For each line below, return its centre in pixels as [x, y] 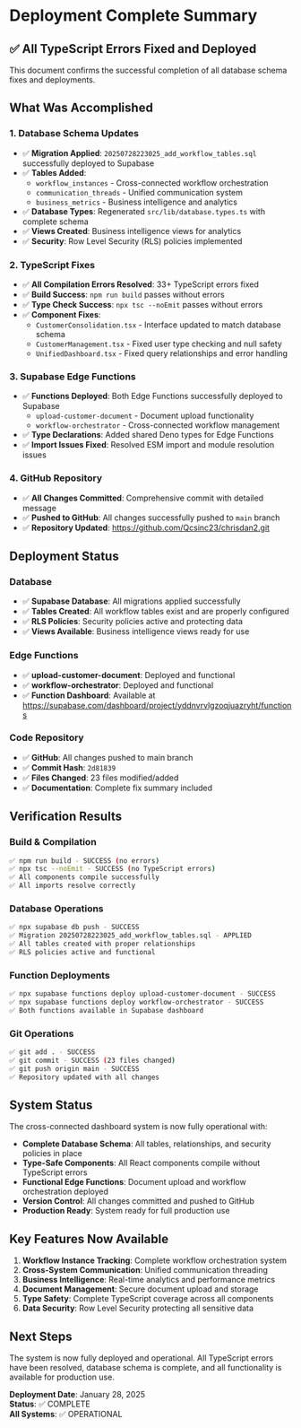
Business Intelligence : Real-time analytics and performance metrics [149, 1280]
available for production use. [62, 1377]
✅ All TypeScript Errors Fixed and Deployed [133, 49]
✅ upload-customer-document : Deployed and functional [129, 675]
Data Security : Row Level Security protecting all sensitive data [138, 1308]
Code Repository [47, 738]
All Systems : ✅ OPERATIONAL [66, 1414]
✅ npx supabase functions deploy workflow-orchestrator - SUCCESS [137, 1002]
